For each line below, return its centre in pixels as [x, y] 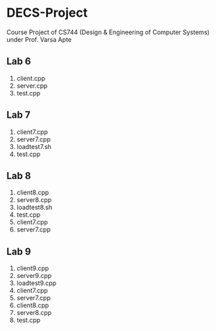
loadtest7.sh [34, 146]
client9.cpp [33, 268]
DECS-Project [47, 13]
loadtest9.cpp [36, 283]
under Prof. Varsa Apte [39, 39]
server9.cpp [34, 276]
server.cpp [32, 86]
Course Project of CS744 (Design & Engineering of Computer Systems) [108, 32]
